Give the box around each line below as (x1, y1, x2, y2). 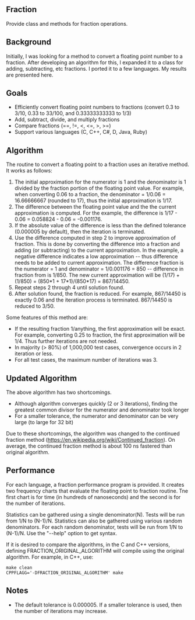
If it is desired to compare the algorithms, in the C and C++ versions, (6, 541, 171, 548)
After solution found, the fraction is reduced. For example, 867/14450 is (14, 290, 186, 297)
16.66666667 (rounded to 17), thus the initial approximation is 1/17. (14, 197, 173, 204)
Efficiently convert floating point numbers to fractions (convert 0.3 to (14, 103, 180, 110)
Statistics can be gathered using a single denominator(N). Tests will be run (6, 511, 185, 518)
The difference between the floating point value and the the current (14, 203, 176, 210)
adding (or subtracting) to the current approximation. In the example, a (14, 247, 184, 254)
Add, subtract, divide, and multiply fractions (14, 116, 120, 123)
